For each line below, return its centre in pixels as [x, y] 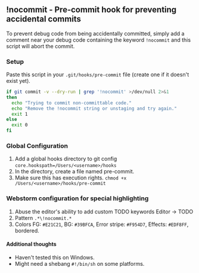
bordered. [27, 230]
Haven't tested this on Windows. [55, 257]
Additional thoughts [31, 244]
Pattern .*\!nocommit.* [43, 218]
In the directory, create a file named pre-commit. [74, 172]
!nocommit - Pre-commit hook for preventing [91, 10]
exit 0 [20, 125]
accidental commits [44, 19]
